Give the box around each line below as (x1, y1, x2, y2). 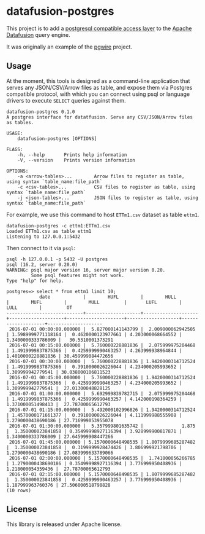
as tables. (6, 119, 34, 125)
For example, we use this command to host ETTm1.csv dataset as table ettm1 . (6, 211, 199, 218)
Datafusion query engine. (6, 31, 70, 38)
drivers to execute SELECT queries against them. (6, 96, 127, 104)
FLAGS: (6, 146, 23, 152)
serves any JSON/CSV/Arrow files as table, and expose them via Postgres (6, 84, 193, 91)
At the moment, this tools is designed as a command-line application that (6, 77, 190, 84)
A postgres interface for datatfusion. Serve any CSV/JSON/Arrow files (6, 114, 193, 120)
